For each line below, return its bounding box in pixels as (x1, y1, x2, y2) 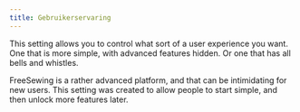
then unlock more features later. (9, 94, 129, 105)
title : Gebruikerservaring (9, 13, 111, 23)
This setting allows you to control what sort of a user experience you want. (9, 38, 288, 49)
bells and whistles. (9, 57, 79, 68)
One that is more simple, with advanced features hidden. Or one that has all (9, 47, 292, 59)
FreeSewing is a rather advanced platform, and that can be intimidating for (9, 74, 287, 86)
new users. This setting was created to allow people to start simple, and (9, 84, 278, 95)
